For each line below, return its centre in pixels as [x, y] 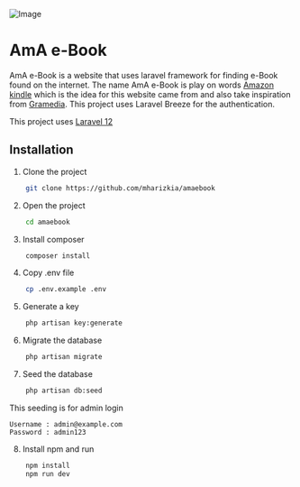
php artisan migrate [64, 357]
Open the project [54, 205]
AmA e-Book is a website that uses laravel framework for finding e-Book [144, 75]
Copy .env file [48, 273]
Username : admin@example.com [66, 424]
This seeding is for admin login [66, 408]
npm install [48, 465]
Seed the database [57, 374]
